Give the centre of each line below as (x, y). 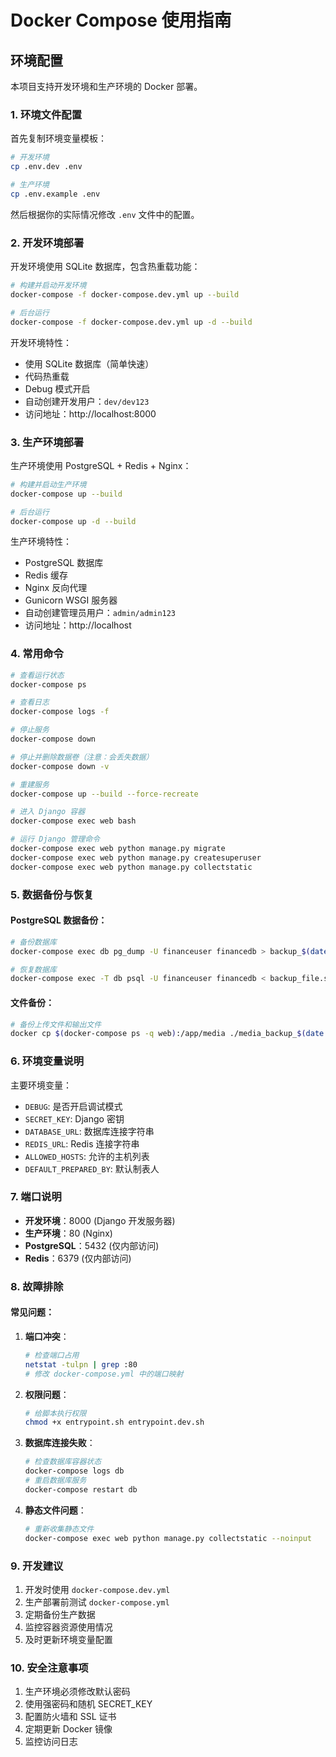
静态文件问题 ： (55, 1510)
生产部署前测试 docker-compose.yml (97, 1602)
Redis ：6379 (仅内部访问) (78, 1258)
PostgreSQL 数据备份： (59, 920)
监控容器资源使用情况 (68, 1627)
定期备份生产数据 (60, 1614)
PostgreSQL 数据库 (64, 563)
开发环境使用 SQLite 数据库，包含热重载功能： (105, 267)
